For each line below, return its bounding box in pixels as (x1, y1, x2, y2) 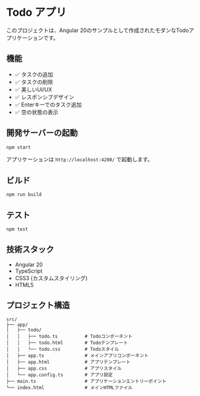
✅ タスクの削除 (15, 78, 53, 85)
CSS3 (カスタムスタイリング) (15, 274, 88, 281)
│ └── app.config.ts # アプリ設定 (6, 372, 113, 378)
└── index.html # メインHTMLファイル (6, 385, 133, 391)
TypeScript (15, 267, 43, 275)
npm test (6, 226, 28, 232)
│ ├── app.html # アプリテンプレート (6, 359, 131, 365)
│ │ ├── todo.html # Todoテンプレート (6, 340, 128, 346)
